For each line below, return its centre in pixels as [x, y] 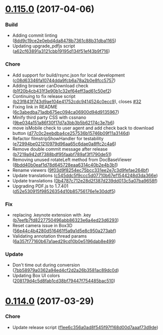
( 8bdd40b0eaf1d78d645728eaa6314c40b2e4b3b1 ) [65, 165]
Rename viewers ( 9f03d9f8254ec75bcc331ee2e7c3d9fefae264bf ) [81, 170]
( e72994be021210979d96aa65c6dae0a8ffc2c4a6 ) [64, 144]
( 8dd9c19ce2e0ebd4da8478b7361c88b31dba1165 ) [64, 41]
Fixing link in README [35, 107]
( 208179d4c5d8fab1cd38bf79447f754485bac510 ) [64, 281]
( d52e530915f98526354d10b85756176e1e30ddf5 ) [64, 191]
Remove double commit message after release [60, 149]
